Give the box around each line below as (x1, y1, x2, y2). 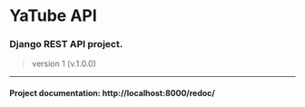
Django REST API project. (9, 38, 123, 51)
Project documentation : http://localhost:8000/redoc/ (9, 88, 216, 99)
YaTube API (9, 5, 97, 26)
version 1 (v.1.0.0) (31, 58, 97, 69)
